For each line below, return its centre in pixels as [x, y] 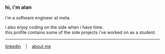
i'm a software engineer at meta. [38, 18]
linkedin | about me [28, 46]
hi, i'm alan [18, 7]
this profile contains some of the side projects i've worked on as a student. [81, 33]
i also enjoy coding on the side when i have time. [54, 27]
